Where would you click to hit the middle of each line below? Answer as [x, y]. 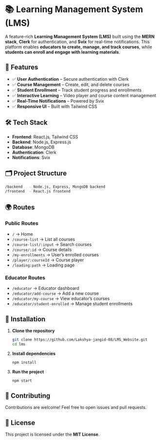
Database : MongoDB [33, 147]
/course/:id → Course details [42, 249]
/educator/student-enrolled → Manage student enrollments [72, 304]
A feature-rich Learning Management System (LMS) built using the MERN [80, 36]
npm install [24, 362]
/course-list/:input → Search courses [52, 244]
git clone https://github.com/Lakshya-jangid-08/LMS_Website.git [80, 339]
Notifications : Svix [31, 157]
